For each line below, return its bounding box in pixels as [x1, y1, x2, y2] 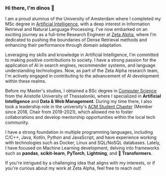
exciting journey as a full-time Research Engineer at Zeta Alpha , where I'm [5, 32, 157, 38]
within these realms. [5, 78, 47, 84]
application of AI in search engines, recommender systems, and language [5, 62, 156, 69]
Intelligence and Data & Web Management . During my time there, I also [5, 98, 152, 104]
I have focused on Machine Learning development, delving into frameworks [5, 145, 160, 151]
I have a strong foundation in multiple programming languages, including [5, 129, 153, 135]
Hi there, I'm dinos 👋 [5, 4, 55, 11]
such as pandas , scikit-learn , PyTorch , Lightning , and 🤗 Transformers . [5, 150, 153, 156]
